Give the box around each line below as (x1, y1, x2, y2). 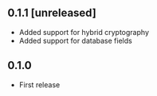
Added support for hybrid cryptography (18, 27, 149, 36)
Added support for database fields (18, 36, 132, 45)
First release (18, 79, 61, 90)
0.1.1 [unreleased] (7, 6, 96, 20)
